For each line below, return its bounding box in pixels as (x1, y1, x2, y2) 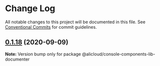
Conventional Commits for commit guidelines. (5, 24, 97, 30)
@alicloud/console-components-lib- (82, 51, 156, 57)
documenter (5, 56, 30, 62)
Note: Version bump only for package (5, 51, 81, 57)
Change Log (5, 3, 55, 14)
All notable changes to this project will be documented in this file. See (5, 19, 146, 25)
